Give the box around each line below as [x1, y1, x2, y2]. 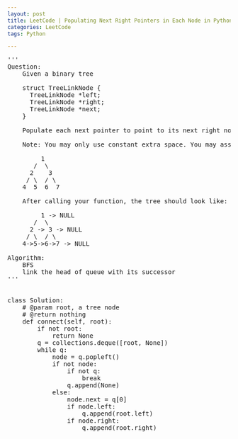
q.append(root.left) [81, 410, 154, 418]
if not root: [37, 325, 83, 333]
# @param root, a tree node [22, 304, 120, 312]
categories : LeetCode [7, 23, 72, 30]
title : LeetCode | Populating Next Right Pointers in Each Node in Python [7, 17, 233, 24]
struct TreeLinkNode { [22, 84, 101, 92]
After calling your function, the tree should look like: [22, 198, 228, 205]
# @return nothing [22, 311, 86, 319]
